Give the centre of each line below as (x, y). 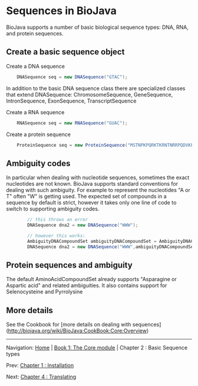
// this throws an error (58, 220)
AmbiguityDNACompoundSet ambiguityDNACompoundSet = (92, 241)
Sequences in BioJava (61, 11)
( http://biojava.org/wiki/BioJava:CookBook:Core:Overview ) (77, 331)
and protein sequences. (35, 33)
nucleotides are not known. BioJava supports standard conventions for (92, 184)
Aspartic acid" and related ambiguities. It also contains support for (87, 286)
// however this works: (56, 236)
